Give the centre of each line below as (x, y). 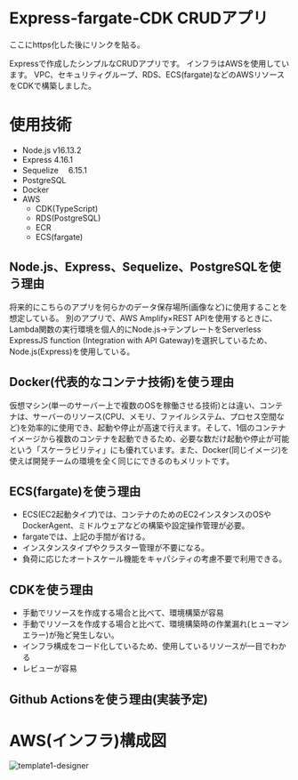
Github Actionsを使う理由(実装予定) (109, 699)
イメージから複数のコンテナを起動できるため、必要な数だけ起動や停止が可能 (149, 438)
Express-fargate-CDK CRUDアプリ (139, 18)
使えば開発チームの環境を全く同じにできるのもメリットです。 (121, 461)
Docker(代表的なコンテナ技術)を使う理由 (122, 382)
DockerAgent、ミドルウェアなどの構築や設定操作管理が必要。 (136, 526)
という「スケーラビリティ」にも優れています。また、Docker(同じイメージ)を (149, 449)
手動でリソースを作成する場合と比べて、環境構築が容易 (123, 613)
